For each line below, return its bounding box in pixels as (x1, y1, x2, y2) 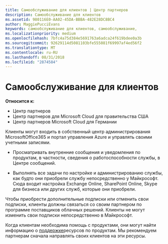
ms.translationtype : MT (5, 45, 56, 50)
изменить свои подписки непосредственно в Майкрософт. (5, 212, 133, 219)
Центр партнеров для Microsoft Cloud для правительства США (12, 113, 149, 119)
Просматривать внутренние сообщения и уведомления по (12, 149, 141, 156)
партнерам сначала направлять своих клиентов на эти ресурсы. (5, 233, 146, 239)
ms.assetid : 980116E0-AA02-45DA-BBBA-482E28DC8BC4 (5, 17, 115, 22)
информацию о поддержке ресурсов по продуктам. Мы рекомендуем (5, 227, 157, 234)
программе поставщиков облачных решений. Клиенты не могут (5, 207, 145, 213)
